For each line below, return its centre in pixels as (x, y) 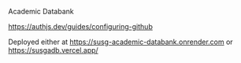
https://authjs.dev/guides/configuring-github (81, 26)
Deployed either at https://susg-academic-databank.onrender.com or (121, 42)
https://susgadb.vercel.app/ (53, 50)
